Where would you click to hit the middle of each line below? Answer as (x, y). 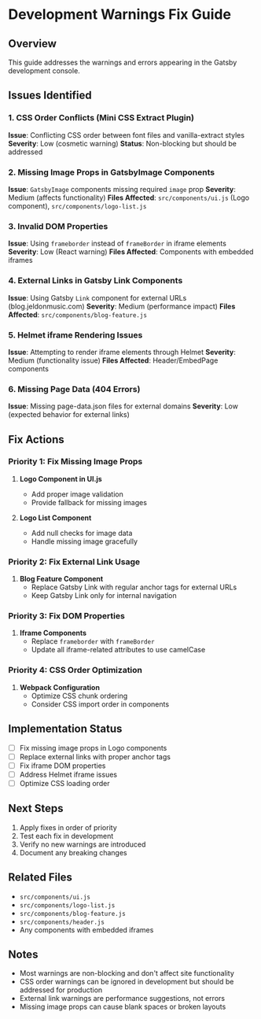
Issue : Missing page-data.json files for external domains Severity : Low (123, 406)
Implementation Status (65, 729)
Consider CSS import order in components (100, 704)
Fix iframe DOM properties (62, 766)
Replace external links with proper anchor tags (95, 756)
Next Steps (36, 809)
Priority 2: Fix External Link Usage (74, 562)
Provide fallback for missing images (89, 502)
